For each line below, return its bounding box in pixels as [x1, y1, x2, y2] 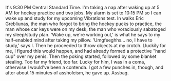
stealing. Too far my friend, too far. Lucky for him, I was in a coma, [5, 59, 145, 65]
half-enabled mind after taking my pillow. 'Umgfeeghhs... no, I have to [5, 37, 153, 43]
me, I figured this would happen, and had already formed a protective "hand [5, 48, 166, 54]
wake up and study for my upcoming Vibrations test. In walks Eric [5, 15, 144, 21]
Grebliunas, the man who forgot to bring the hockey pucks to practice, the [5, 21, 162, 27]
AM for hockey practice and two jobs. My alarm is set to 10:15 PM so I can [5, 10, 162, 16]
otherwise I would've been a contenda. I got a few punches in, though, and [5, 64, 164, 70]
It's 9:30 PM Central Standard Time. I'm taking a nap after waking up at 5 [5, 5, 160, 10]
